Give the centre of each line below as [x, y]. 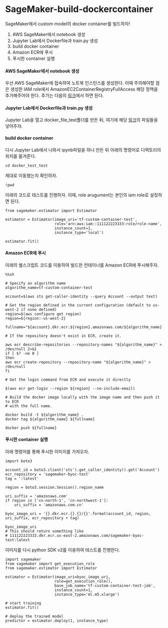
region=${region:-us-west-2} [35, 318]
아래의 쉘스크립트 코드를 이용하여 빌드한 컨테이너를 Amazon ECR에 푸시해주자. [82, 265]
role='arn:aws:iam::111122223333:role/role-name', [108, 224]
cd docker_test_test [27, 166]
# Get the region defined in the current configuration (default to [78, 305]
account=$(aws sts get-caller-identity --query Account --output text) [81, 296]
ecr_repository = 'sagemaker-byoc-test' [48, 474]
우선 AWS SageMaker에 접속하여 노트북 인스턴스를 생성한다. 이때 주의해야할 [80, 83]
